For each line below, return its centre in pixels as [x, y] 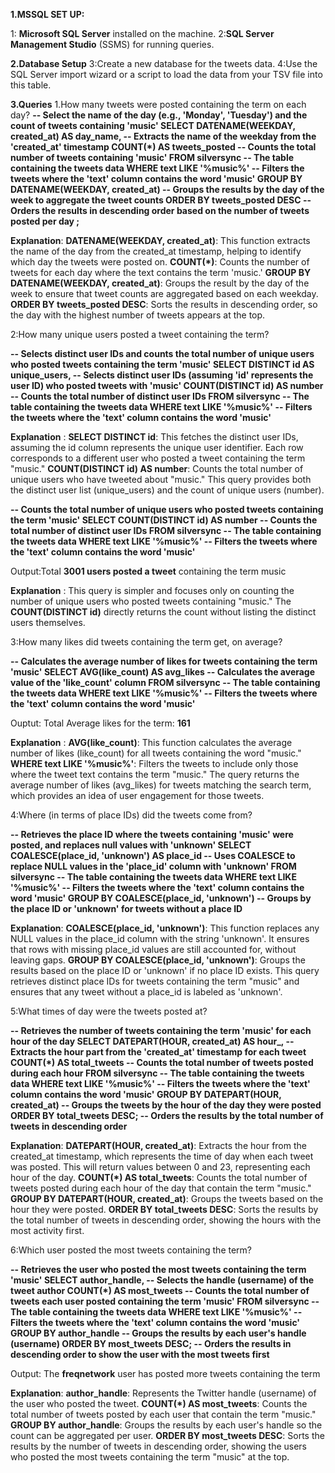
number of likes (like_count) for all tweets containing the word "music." [156, 753]
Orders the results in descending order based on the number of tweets [160, 210]
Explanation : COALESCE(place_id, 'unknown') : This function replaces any [165, 928]
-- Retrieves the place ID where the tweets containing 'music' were [152, 834]
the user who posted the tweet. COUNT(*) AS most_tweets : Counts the [159, 1403]
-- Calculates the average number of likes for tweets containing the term [164, 661]
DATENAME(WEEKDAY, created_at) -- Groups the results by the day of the [167, 189]
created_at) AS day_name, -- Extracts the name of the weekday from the [163, 136]
